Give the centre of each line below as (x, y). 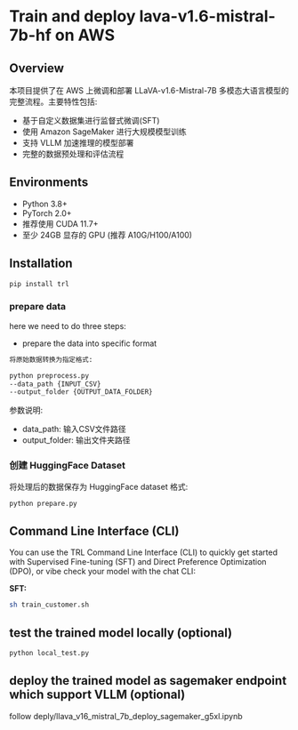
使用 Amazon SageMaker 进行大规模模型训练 (104, 132)
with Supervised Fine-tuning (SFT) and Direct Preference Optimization (138, 562)
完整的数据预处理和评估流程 (73, 154)
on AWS (85, 35)
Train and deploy (72, 16)
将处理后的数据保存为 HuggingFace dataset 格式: (99, 486)
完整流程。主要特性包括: (53, 101)
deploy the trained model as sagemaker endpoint (148, 681)
